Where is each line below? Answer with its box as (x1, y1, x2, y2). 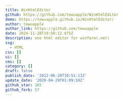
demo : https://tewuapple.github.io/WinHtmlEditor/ (5, 17, 114, 22)
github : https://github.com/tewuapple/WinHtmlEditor (5, 12, 119, 17)
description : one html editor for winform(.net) (5, 36, 110, 41)
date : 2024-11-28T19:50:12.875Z (5, 31, 73, 36)
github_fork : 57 (5, 87, 39, 92)
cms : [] (5, 59, 22, 64)
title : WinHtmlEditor (5, 7, 51, 13)
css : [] (5, 49, 22, 55)
